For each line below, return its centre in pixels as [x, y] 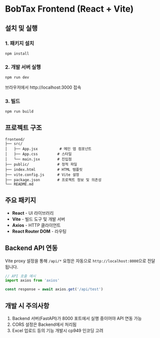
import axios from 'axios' [32, 281]
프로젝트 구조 [24, 128]
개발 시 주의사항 [27, 306]
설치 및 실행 [21, 28]
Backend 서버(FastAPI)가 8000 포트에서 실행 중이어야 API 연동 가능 [77, 318]
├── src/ [14, 144]
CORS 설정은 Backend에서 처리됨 [44, 324]
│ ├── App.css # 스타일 [38, 154]
